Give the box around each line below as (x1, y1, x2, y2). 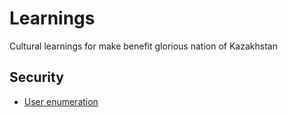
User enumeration (23, 95, 99, 107)
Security (9, 69, 64, 86)
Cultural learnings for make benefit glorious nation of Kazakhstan (9, 40, 278, 52)
